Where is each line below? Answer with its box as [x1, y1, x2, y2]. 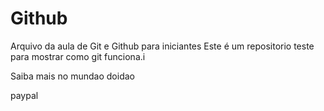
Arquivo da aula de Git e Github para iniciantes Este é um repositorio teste [10, 40, 315, 52]
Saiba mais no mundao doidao [10, 70, 135, 82]
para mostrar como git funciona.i [10, 50, 146, 62]
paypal [10, 89, 39, 101]
